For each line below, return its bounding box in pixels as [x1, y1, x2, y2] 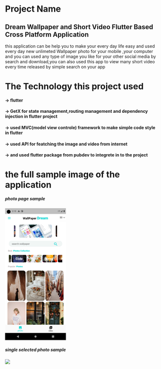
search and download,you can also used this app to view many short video [5, 59, 155, 64]
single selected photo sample [5, 347, 66, 352]
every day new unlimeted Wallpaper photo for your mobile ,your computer [5, 49, 153, 54]
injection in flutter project [5, 113, 57, 120]
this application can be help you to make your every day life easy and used [5, 43, 155, 49]
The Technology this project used [5, 81, 144, 92]
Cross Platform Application [5, 30, 89, 38]
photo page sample [5, 195, 45, 201]
